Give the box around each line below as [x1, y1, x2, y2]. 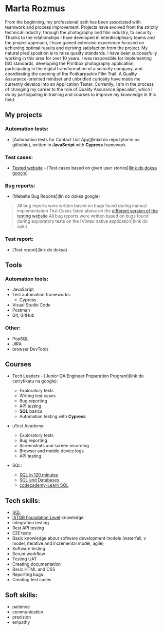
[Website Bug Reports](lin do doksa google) [12, 193, 100, 199]
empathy [12, 619, 30, 625]
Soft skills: [5, 591, 38, 599]
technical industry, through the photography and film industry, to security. [5, 29, 153, 35]
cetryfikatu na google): [12, 378, 58, 384]
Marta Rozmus [5, 3, 65, 14]
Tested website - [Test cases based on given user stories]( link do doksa [12, 165, 157, 171]
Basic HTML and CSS [12, 566, 55, 573]
